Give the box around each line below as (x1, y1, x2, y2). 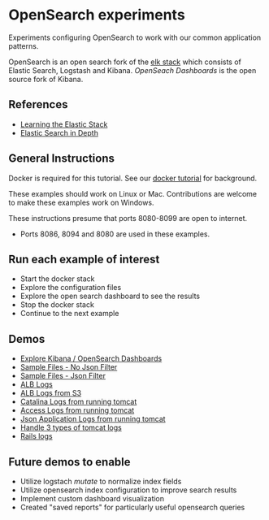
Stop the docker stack (20, 300, 95, 310)
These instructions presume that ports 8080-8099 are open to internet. (8, 213, 248, 223)
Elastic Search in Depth (20, 128, 99, 137)
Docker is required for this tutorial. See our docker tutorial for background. (8, 173, 258, 183)
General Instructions (8, 152, 115, 166)
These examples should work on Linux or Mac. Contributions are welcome (8, 188, 258, 198)
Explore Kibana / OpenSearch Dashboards (20, 353, 163, 363)
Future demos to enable (8, 455, 132, 469)
